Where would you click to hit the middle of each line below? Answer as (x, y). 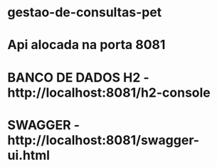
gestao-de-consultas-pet (85, 12)
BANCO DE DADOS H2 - (78, 77)
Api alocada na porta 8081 (86, 45)
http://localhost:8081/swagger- (104, 140)
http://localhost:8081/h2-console (109, 92)
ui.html (29, 155)
